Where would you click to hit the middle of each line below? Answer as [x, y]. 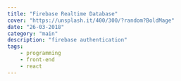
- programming [40, 54]
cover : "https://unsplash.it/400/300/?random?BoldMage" [91, 20]
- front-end [37, 60]
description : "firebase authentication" [68, 40]
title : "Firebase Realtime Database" [63, 14]
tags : [15, 46]
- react [31, 66]
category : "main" [33, 33]
